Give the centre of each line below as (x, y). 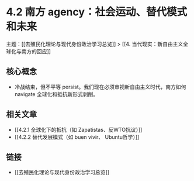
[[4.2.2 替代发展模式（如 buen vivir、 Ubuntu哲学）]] (77, 137)
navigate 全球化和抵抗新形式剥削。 (56, 94)
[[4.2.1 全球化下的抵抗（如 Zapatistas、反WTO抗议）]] (78, 129)
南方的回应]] (36, 51)
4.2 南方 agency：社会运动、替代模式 (97, 12)
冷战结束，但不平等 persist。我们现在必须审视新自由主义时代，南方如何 (100, 87)
